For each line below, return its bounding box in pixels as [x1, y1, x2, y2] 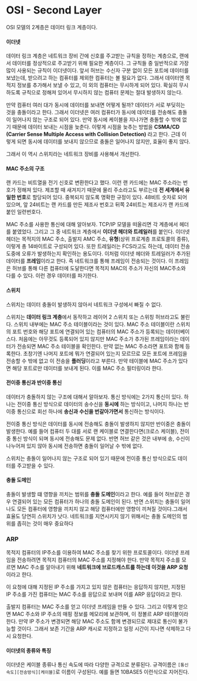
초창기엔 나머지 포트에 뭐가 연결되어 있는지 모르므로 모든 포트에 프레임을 [23, 350, 188, 357]
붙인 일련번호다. [6, 209, 43, 216]
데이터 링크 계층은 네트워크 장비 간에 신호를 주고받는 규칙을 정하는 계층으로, [6, 52, 178, 59]
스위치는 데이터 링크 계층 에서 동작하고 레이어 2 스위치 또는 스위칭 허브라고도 [6, 313, 179, 320]
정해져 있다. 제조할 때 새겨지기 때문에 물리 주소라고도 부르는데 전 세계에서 [16, 186, 184, 193]
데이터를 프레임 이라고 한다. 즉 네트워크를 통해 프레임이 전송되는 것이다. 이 [6, 257, 174, 264]
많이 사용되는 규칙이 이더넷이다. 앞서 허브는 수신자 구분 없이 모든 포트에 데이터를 [6, 67, 189, 74]
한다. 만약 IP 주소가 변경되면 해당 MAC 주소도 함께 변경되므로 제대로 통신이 [6, 618, 177, 625]
